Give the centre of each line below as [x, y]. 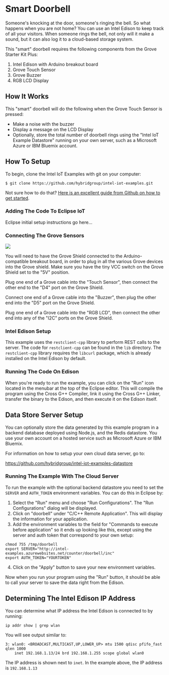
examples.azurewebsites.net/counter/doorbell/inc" [60, 553]
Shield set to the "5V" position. [37, 272]
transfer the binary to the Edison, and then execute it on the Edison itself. [81, 399]
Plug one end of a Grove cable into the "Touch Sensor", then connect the [81, 282]
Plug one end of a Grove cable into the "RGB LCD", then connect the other [83, 313]
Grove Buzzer [27, 75]
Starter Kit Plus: [22, 54]
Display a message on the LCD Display [53, 129]
